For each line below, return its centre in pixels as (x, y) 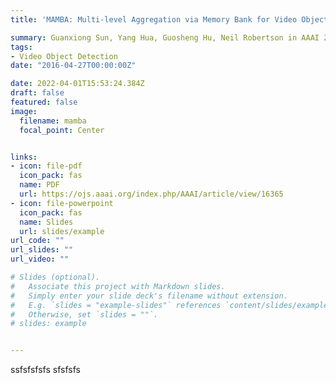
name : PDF (39, 185)
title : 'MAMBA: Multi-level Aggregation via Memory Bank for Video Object (169, 19)
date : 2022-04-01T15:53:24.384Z (77, 84)
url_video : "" (40, 259)
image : (24, 111)
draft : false (37, 93)
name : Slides (46, 222)
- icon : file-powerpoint (62, 203)
